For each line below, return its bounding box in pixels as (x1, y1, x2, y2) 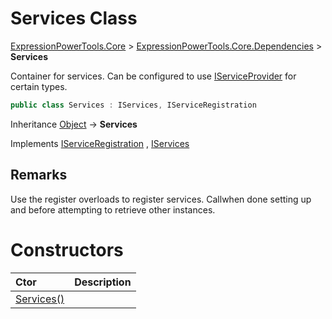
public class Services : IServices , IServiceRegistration (10, 100, 257, 110)
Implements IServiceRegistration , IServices (10, 137, 190, 149)
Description (74, 275, 132, 289)
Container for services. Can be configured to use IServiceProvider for (10, 70, 297, 82)
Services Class (10, 7, 138, 30)
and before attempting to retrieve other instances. (10, 203, 216, 216)
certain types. (10, 80, 68, 92)
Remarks (10, 167, 68, 184)
